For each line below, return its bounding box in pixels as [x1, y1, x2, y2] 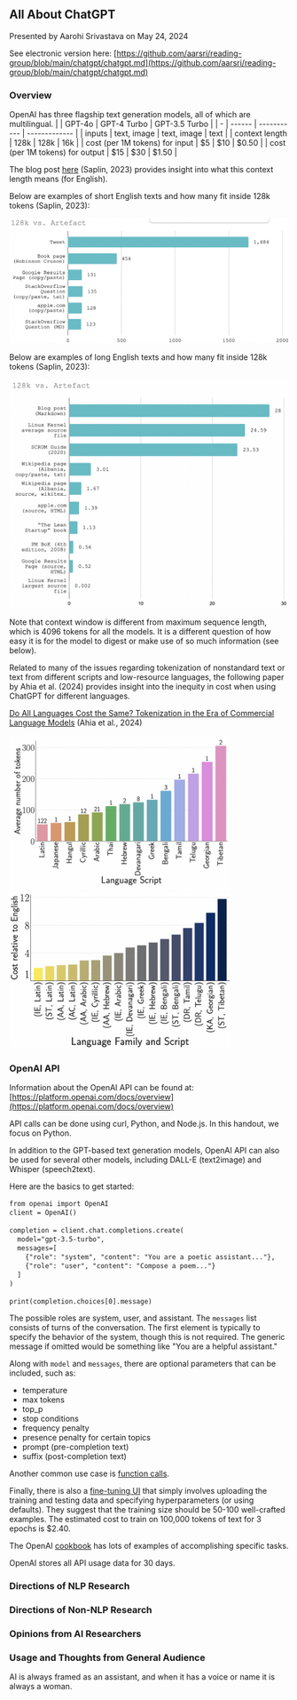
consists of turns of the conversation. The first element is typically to [9, 1322, 261, 1333]
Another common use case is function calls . [9, 1468, 170, 1479]
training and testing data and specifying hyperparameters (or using [9, 1495, 254, 1505]
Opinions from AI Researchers [9, 1627, 142, 1640]
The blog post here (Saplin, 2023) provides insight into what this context [9, 164, 274, 175]
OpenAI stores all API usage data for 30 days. [9, 1558, 176, 1568]
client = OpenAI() [9, 1209, 77, 1217]
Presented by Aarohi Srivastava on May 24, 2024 [9, 30, 189, 41]
